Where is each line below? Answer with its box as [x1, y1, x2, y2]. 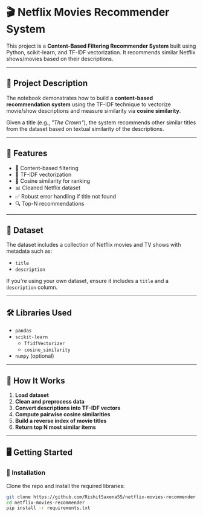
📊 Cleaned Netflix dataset [14, 184, 81, 191]
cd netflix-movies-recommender [6, 500, 85, 506]
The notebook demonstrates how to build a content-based [6, 94, 153, 101]
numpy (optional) [14, 352, 54, 360]
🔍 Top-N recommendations [14, 200, 85, 207]
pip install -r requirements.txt [6, 505, 91, 511]
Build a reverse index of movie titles [14, 417, 107, 424]
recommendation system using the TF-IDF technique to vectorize [6, 101, 171, 108]
